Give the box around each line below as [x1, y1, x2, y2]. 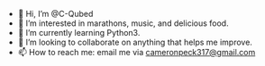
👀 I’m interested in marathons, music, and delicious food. [17, 18, 229, 29]
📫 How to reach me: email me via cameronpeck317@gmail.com [17, 47, 256, 57]
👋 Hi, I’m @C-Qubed [17, 9, 94, 19]
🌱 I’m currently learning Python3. [17, 28, 141, 37]
